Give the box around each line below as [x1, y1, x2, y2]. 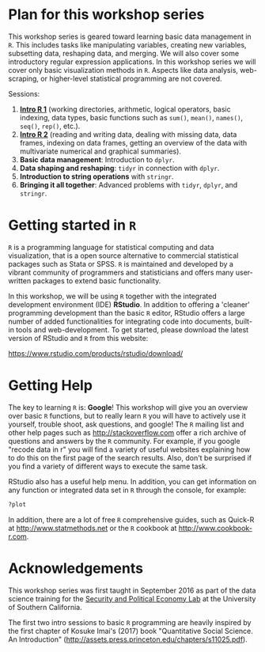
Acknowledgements [8, 559, 144, 577]
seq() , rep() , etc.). [19, 121, 81, 131]
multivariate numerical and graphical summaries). [19, 146, 182, 156]
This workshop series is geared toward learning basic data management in [8, 32, 252, 41]
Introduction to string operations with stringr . [19, 172, 174, 181]
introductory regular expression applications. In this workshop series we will [8, 57, 256, 66]
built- [234, 317, 253, 326]
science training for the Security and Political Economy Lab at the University [8, 593, 256, 603]
